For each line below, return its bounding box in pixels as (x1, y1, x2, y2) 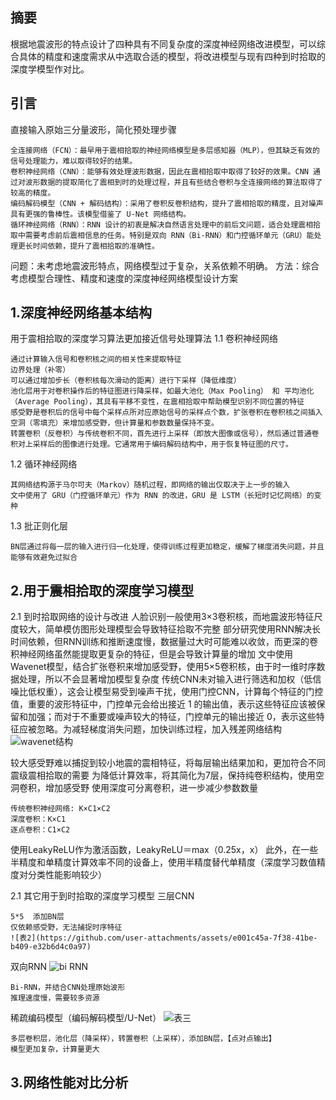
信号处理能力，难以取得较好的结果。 (10, 156, 138, 166)
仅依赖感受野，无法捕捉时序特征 (10, 923, 123, 933)
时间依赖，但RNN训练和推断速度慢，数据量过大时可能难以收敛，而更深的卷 (10, 636, 319, 648)
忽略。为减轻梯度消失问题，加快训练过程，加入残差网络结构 (36, 723, 282, 735)
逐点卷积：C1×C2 (10, 825, 71, 835)
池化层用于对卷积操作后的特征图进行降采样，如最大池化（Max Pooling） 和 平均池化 (10, 386, 315, 397)
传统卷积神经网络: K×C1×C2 (10, 804, 111, 814)
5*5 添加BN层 (10, 912, 65, 922)
